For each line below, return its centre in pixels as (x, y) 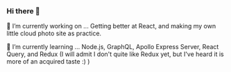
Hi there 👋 (24, 11)
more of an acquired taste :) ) (48, 62)
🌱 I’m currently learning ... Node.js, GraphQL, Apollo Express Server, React (113, 47)
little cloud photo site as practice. (54, 33)
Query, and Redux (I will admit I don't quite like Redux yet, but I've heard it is (115, 54)
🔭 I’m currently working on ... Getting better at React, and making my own (111, 26)
